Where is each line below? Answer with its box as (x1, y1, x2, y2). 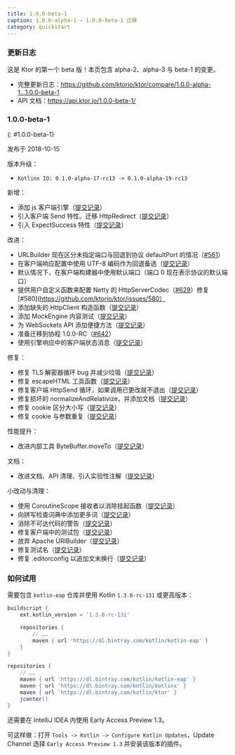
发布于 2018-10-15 (7, 145, 60, 153)
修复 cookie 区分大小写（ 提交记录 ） (17, 403, 121, 412)
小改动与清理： (7, 486, 51, 495)
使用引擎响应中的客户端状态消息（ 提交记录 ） (17, 338, 147, 346)
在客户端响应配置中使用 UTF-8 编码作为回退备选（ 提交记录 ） (17, 259, 194, 268)
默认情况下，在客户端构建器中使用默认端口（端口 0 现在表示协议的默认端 (17, 268, 228, 276)
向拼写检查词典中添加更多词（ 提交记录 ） (17, 510, 135, 518)
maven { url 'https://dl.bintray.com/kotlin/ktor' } (20, 689, 177, 696)
